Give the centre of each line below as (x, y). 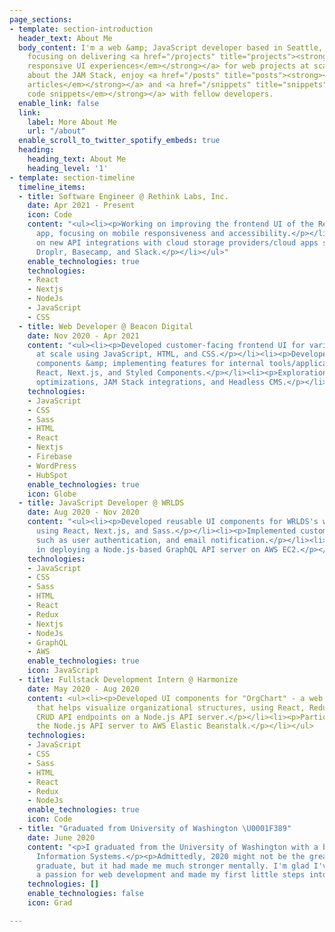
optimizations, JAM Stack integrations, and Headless (150, 382)
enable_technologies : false (85, 894)
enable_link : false (59, 103)
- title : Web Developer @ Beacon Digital (106, 326)
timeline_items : (52, 187)
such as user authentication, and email (121, 540)
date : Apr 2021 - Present (81, 206)
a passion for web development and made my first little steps (170, 875)
